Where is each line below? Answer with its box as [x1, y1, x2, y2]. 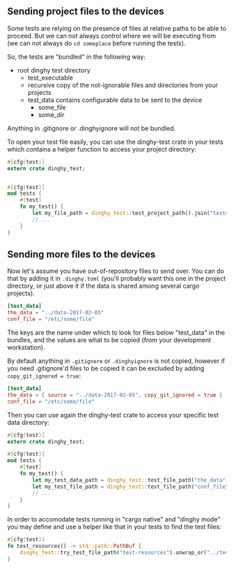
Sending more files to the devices [7, 248, 156, 260]
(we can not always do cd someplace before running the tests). [7, 38, 186, 47]
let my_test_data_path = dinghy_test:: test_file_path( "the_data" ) [32, 476, 229, 484]
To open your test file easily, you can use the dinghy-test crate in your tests [7, 138, 224, 146]
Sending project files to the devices [7, 6, 165, 17]
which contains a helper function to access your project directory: [7, 145, 196, 153]
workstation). [7, 343, 45, 351]
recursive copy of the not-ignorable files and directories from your [27, 80, 218, 89]
